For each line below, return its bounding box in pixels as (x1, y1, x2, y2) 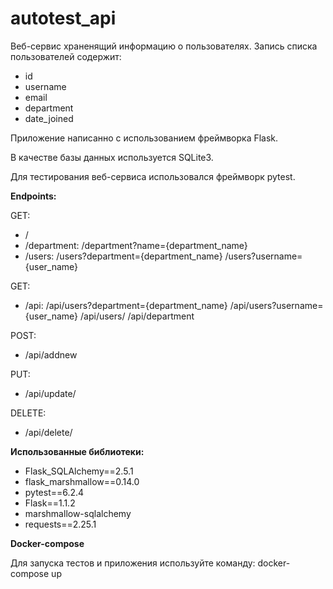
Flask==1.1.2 (24, 497, 76, 509)
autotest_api (10, 7, 117, 30)
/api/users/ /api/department (80, 310, 195, 322)
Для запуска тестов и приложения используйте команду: (10, 557, 256, 569)
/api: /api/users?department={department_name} (24, 299, 228, 311)
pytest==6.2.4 (24, 486, 85, 498)
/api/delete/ (24, 426, 73, 438)
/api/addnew (24, 348, 78, 361)
